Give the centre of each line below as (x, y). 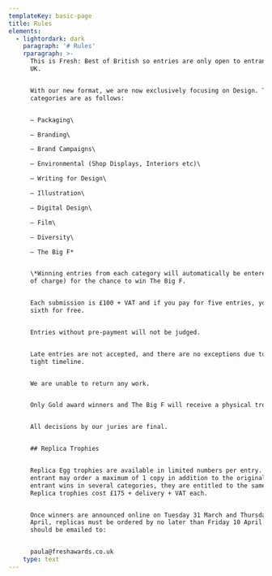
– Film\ (43, 223)
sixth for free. (57, 310)
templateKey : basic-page (50, 16)
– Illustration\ (57, 193)
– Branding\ (50, 135)
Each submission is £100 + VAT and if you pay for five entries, (142, 303)
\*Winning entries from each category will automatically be (135, 274)
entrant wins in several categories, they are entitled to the (139, 485)
